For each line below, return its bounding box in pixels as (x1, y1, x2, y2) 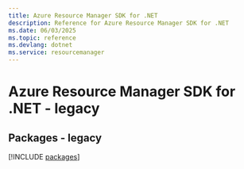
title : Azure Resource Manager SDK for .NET (8, 11, 158, 20)
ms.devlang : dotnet (8, 41, 73, 49)
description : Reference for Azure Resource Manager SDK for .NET (8, 19, 229, 27)
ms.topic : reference (8, 33, 77, 42)
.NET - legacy (8, 100, 100, 117)
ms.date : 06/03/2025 (8, 26, 77, 34)
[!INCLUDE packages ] (8, 152, 80, 161)
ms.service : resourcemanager (8, 48, 105, 56)
